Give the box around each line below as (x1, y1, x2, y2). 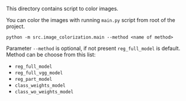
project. (6, 23, 25, 30)
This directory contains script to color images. (6, 5, 118, 12)
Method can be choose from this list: (6, 51, 96, 58)
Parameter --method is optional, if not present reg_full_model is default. (6, 45, 181, 52)
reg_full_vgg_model (14, 70, 63, 76)
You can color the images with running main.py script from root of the (6, 17, 176, 23)
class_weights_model (14, 83, 66, 89)
